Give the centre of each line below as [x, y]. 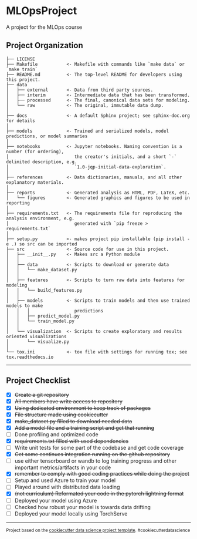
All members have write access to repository [69, 401]
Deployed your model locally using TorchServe [71, 513]
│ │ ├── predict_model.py [43, 316]
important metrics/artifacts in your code [63, 467]
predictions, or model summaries [47, 136]
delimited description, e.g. [42, 162]
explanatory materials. [35, 182]
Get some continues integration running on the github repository [92, 454]
